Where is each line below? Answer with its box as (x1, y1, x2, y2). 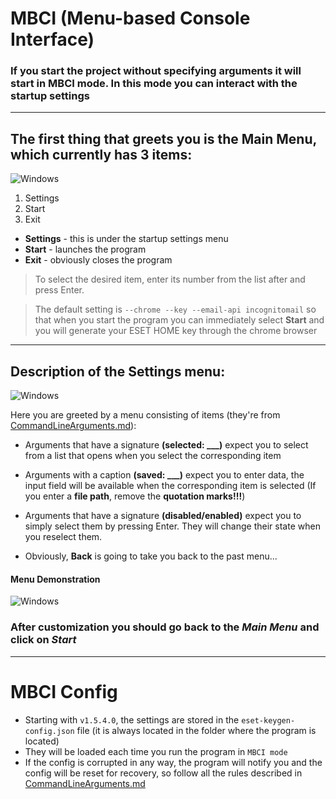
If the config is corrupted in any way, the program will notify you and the (24, 756, 323, 768)
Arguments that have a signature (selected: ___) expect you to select (24, 439, 309, 451)
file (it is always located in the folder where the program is (76, 724, 317, 736)
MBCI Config (10, 680, 118, 703)
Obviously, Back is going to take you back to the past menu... (24, 550, 278, 562)
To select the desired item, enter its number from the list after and (34, 273, 306, 286)
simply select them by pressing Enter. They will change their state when (24, 520, 321, 532)
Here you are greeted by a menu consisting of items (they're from (10, 409, 281, 421)
